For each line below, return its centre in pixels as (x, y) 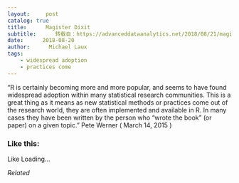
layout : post (33, 14)
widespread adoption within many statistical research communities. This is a (119, 95)
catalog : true (28, 21)
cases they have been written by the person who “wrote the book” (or (110, 117)
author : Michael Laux (47, 47)
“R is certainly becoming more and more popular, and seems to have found (117, 87)
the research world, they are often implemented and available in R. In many (117, 110)
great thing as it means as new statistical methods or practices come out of (118, 102)
